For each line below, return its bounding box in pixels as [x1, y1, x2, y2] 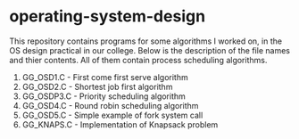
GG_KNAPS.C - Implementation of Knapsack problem [21, 119, 219, 130]
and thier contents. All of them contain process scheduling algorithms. [9, 54, 268, 65]
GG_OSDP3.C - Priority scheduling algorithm [21, 91, 186, 102]
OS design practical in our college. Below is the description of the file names [9, 45, 290, 55]
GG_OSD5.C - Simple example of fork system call [21, 110, 203, 120]
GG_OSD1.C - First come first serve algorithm [21, 71, 189, 82]
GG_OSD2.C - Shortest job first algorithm [21, 81, 173, 92]
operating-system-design [9, 6, 206, 27]
